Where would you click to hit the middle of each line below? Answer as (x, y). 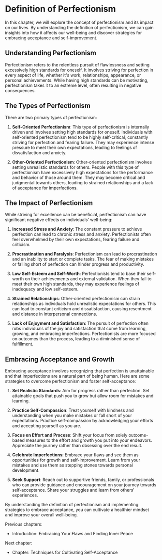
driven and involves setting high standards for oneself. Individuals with (82, 132)
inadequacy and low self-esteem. (45, 289)
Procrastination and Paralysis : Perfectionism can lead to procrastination (84, 254)
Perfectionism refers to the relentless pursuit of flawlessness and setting (77, 64)
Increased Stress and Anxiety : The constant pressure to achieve (77, 229)
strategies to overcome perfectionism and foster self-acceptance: (71, 381)
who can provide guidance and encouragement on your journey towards (84, 485)
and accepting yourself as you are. (46, 426)
